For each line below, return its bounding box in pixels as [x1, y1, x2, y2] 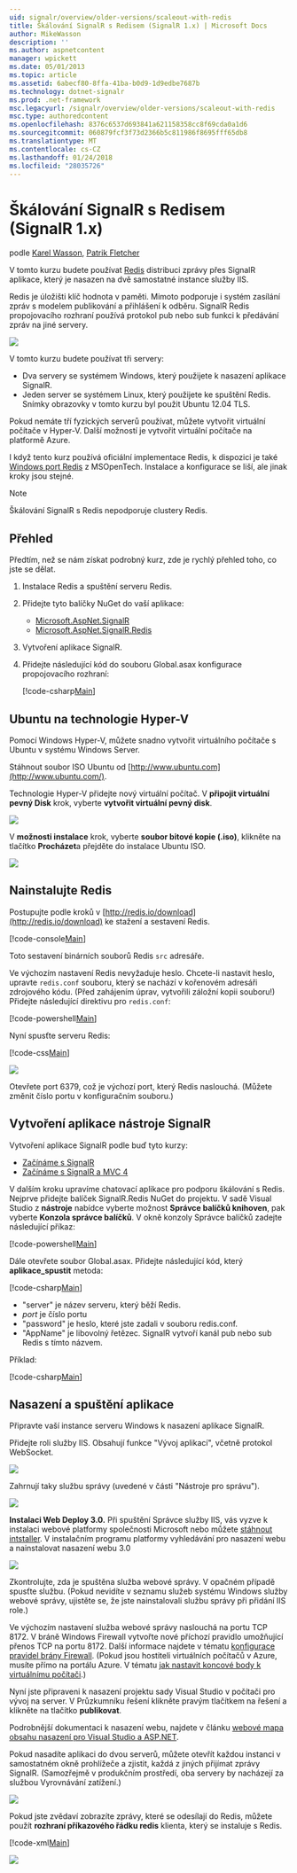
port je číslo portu [21, 1308, 88, 1319]
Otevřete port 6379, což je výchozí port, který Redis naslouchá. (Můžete [9, 1081, 273, 1091]
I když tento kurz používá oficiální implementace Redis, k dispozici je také [9, 452, 278, 463]
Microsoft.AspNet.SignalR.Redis [35, 625, 152, 636]
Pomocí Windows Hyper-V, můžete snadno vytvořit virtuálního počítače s [9, 735, 277, 745]
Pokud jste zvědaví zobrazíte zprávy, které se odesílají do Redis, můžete [9, 1811, 273, 1822]
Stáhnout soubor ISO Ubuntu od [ [9, 761, 131, 772]
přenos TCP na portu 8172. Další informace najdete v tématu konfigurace [9, 1641, 276, 1651]
